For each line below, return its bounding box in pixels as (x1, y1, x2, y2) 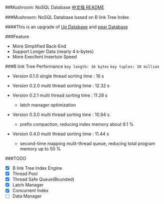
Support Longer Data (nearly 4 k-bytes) (12, 49, 94, 54)
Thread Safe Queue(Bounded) (12, 176, 75, 183)
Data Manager (12, 193, 42, 199)
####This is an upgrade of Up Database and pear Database (5, 24, 128, 30)
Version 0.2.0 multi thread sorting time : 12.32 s (12, 83, 110, 89)
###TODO (5, 156, 26, 161)
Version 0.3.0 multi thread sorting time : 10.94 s (12, 111, 110, 117)
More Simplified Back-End (12, 43, 66, 49)
